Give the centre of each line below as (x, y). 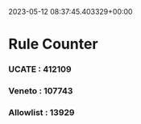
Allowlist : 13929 (41, 112)
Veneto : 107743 (41, 91)
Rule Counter (53, 44)
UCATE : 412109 (40, 69)
